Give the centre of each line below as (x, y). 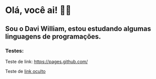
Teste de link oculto (26, 71)
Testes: (15, 50)
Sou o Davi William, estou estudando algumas (78, 29)
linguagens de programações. (53, 36)
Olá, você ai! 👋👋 (38, 10)
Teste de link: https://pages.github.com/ (47, 61)
